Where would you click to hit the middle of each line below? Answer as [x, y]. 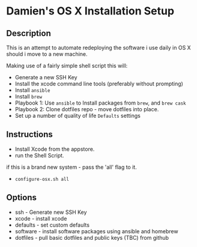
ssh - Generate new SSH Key [51, 212]
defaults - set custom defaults [52, 225]
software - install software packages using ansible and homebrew [96, 231]
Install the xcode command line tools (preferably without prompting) [99, 84]
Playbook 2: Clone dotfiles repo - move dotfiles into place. [87, 109]
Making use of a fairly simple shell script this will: [67, 66]
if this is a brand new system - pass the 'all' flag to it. [71, 167]
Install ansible [32, 90]
